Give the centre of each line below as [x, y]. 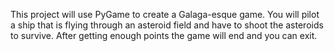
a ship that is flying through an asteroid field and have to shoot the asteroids [167, 25]
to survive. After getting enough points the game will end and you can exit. [164, 35]
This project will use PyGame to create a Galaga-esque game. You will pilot [165, 14]
